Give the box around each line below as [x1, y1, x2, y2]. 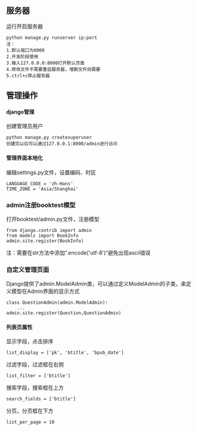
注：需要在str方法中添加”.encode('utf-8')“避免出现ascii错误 [6, 249, 151, 256]
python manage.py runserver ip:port [6, 35, 97, 41]
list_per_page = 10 [6, 419, 55, 426]
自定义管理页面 [6, 265, 50, 274]
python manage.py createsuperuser [6, 135, 93, 140]
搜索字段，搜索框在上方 [6, 384, 64, 392]
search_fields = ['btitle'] [6, 396, 76, 402]
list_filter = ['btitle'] [6, 373, 70, 379]
